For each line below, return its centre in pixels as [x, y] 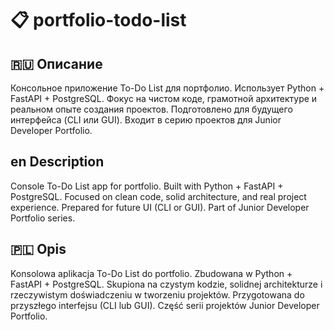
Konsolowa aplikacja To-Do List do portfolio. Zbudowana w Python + [151, 273]
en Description [57, 162]
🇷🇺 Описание [56, 63]
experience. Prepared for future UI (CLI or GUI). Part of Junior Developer [160, 207]
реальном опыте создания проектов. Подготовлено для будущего [151, 109]
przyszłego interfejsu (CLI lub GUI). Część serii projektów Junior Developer [165, 305]
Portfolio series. [43, 218]
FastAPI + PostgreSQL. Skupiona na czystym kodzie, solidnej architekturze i [166, 284]
